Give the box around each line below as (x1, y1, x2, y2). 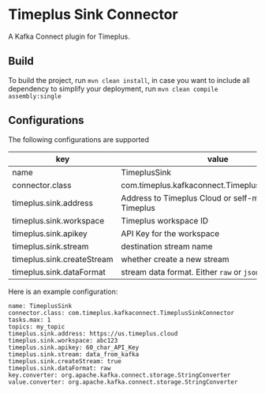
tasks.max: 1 (8, 316, 51, 324)
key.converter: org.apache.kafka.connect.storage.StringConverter (8, 371, 231, 379)
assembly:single (8, 92, 62, 100)
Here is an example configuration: (8, 287, 118, 296)
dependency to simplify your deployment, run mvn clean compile (8, 84, 218, 93)
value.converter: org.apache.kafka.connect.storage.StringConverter (8, 377, 238, 386)
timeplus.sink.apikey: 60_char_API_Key (8, 343, 140, 351)
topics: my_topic (8, 322, 65, 331)
